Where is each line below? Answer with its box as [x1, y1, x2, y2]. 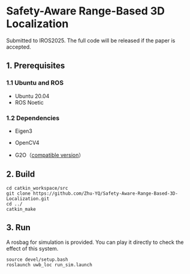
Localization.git [6, 195, 50, 202]
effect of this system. [6, 245, 59, 252]
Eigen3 [14, 127, 33, 135]
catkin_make [6, 206, 36, 212]
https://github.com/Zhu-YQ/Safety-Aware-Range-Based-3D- [32, 190, 179, 196]
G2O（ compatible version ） [14, 151, 85, 159]
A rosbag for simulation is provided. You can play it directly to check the [6, 239, 184, 246]
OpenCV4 [14, 139, 40, 146]
